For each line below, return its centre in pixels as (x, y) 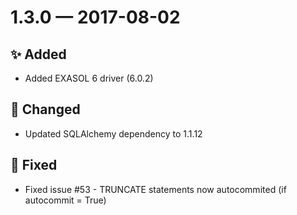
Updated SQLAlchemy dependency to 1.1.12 (113, 133)
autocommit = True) (65, 200)
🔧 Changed (45, 109)
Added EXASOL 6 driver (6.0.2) (89, 78)
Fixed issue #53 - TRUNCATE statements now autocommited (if (155, 189)
